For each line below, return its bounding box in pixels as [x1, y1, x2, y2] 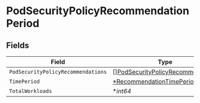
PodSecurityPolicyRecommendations [9, 69, 107, 75]
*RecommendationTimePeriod [112, 78, 198, 85]
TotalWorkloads [9, 88, 52, 94]
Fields [6, 40, 30, 50]
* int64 [112, 87, 132, 95]
